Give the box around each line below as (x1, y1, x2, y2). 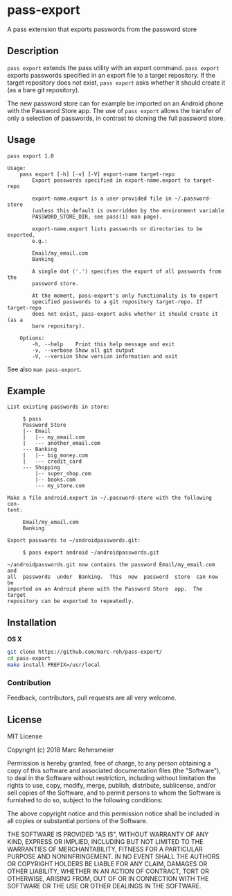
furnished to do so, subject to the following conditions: (7, 795, 163, 804)
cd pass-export (7, 655, 51, 662)
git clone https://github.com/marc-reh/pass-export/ (7, 648, 163, 656)
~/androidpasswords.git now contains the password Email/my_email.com (7, 561, 215, 568)
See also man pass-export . (7, 365, 82, 373)
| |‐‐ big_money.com (22, 452, 89, 459)
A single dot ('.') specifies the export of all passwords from (32, 268, 222, 275)
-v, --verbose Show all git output (32, 346, 135, 354)
